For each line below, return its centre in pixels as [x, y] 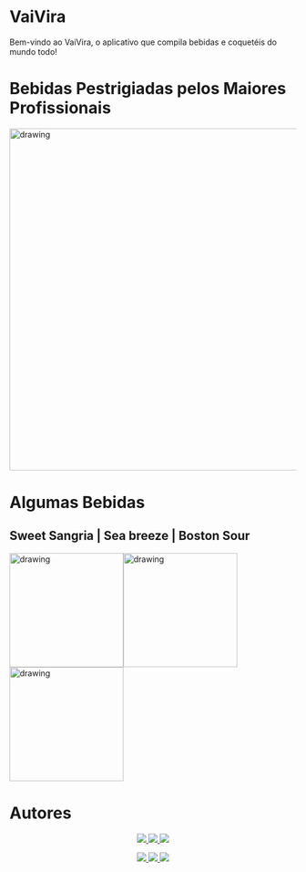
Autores [41, 813]
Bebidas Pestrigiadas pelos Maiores [148, 89]
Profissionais [61, 108]
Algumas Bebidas [77, 503]
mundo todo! [33, 51]
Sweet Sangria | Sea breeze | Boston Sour [130, 536]
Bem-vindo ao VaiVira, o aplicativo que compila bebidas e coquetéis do [143, 42]
